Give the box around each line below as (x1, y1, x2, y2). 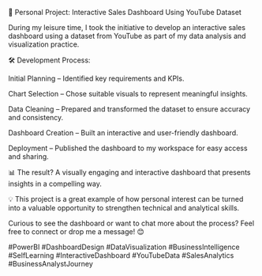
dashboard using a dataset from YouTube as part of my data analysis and (8, 32, 246, 40)
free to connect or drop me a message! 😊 (8, 227, 144, 236)
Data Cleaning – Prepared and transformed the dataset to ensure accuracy (8, 104, 251, 114)
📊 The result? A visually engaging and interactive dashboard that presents (8, 168, 251, 177)
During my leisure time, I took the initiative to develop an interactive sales (8, 23, 246, 32)
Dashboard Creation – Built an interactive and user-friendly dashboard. (8, 128, 238, 138)
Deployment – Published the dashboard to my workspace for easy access (8, 143, 248, 153)
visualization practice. (8, 40, 80, 49)
